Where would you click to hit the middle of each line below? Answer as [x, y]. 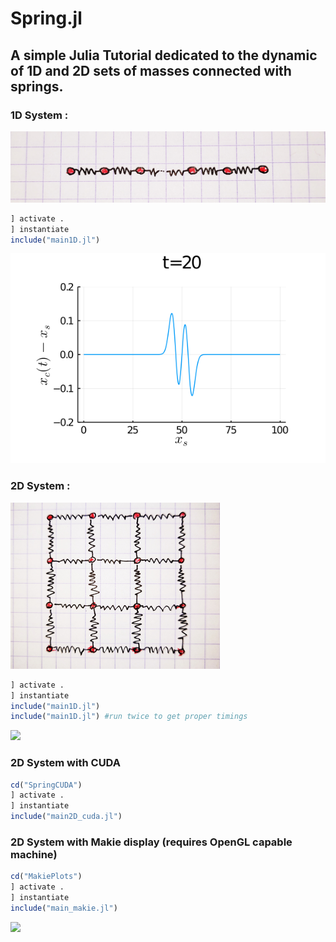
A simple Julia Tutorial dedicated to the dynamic [164, 55]
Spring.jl [46, 18]
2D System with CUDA [65, 763]
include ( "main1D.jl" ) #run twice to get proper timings [129, 717]
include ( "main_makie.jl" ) [64, 908]
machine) [34, 854]
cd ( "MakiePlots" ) [46, 877]
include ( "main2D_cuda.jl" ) [66, 817]
